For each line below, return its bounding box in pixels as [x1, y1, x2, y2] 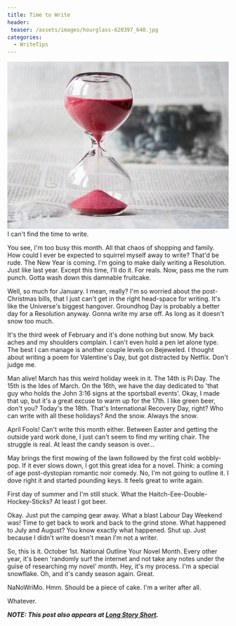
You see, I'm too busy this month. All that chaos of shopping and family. [7, 243, 215, 251]
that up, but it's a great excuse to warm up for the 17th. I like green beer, [7, 396, 216, 405]
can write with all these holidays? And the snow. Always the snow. [7, 411, 198, 420]
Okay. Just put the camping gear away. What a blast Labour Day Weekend [7, 511, 223, 519]
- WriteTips [13, 41, 49, 49]
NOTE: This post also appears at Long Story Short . [7, 610, 159, 619]
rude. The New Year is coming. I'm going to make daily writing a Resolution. [7, 258, 226, 267]
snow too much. [7, 317, 54, 325]
